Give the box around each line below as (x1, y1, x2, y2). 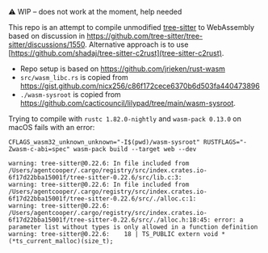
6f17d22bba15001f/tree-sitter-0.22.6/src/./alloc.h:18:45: (8, 216, 211, 224)
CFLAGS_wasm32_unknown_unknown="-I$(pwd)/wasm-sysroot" (8, 138, 200, 146)
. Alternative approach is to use (84, 40, 189, 49)
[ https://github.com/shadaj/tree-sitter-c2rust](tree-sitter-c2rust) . (8, 48, 224, 57)
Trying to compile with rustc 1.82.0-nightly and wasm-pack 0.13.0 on (8, 114, 242, 124)
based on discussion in (8, 32, 86, 40)
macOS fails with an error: (8, 123, 95, 132)
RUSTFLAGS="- (203, 138, 248, 146)
